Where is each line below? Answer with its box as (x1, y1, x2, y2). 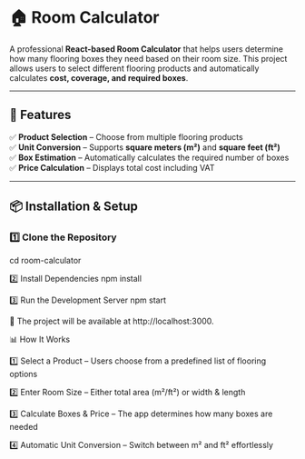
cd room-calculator (9, 255, 82, 266)
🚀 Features (9, 107, 72, 123)
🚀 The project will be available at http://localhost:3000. (9, 315, 215, 327)
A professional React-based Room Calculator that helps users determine (9, 43, 284, 55)
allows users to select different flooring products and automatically (9, 63, 260, 74)
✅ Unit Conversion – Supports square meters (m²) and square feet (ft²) (9, 142, 280, 153)
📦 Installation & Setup (9, 199, 139, 215)
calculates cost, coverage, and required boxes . (9, 72, 189, 83)
